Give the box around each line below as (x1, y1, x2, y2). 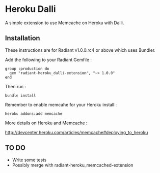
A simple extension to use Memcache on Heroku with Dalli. (5, 20, 124, 26)
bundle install (5, 93, 36, 98)
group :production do (5, 66, 50, 71)
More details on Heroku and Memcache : (5, 120, 88, 126)
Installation (5, 34, 40, 42)
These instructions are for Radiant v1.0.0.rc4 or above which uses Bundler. (5, 47, 156, 53)
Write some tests (12, 157, 47, 163)
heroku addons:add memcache (5, 111, 63, 116)
